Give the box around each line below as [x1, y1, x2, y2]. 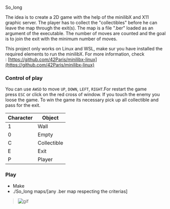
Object [42, 114, 59, 122]
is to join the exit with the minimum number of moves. [5, 36, 118, 42]
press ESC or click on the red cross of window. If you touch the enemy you [5, 92, 160, 98]
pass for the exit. [5, 102, 41, 108]
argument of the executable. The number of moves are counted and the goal [5, 31, 166, 36]
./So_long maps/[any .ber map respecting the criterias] [12, 188, 128, 194]
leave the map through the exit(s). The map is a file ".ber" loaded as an [5, 25, 154, 31]
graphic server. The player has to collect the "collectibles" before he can [5, 20, 158, 25]
